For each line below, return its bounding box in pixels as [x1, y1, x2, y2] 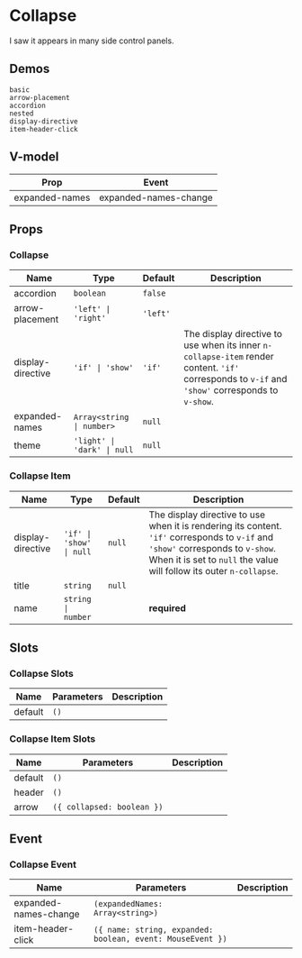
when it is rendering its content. [148, 519, 282, 532]
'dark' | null [73, 445, 134, 455]
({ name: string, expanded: [93, 925, 214, 935]
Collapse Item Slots [9, 733, 96, 745]
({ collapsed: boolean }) [52, 801, 164, 812]
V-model [9, 150, 59, 165]
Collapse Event [9, 858, 76, 871]
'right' [73, 313, 106, 324]
